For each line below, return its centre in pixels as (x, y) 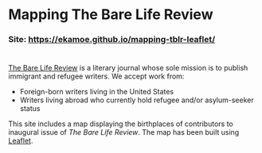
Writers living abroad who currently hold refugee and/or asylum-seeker (137, 100)
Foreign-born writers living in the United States (96, 92)
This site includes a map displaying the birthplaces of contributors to (121, 124)
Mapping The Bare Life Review (111, 15)
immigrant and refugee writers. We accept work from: (96, 76)
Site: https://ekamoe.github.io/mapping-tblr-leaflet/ (112, 40)
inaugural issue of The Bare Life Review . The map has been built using (124, 132)
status (30, 109)
